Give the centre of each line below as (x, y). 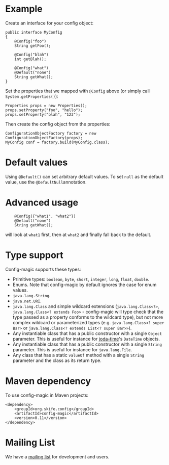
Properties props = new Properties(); (46, 106)
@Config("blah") (32, 55)
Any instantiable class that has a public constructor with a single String (87, 344)
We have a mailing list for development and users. (57, 456)
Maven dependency (48, 381)
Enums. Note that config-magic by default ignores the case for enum (84, 285)
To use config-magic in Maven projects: (47, 395)
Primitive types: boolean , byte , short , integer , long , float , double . (81, 279)
